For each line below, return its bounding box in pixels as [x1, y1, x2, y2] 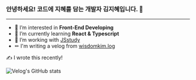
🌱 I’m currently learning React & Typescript [14, 30, 120, 37]
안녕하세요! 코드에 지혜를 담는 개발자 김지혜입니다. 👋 [6, 5, 143, 13]
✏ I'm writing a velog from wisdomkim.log [14, 42, 116, 50]
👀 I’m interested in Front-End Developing [14, 24, 114, 31]
